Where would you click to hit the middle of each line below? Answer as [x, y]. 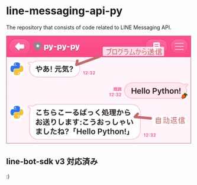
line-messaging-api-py [64, 11]
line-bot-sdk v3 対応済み [52, 162]
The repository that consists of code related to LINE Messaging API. [89, 27]
